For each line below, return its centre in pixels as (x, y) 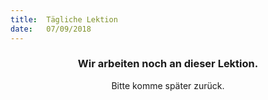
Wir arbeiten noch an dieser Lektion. (168, 64)
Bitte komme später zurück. (168, 85)
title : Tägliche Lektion (64, 19)
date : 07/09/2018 (51, 29)
